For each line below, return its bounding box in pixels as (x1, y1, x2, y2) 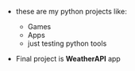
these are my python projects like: (15, 7, 127, 16)
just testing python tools (27, 39, 107, 48)
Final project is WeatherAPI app (15, 54, 121, 63)
